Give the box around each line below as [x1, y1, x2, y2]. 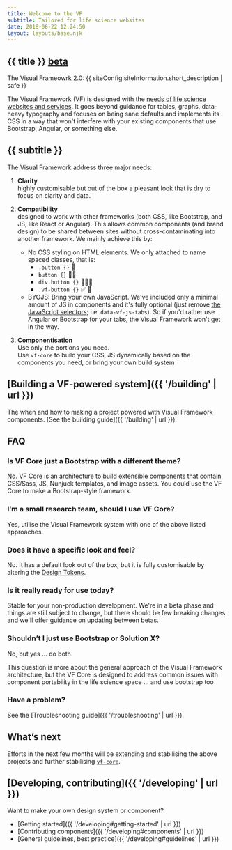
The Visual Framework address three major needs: [7, 163, 152, 171]
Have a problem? [7, 695, 66, 704]
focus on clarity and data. [17, 191, 91, 199]
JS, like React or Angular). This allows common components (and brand [17, 219, 224, 228]
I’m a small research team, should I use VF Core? [7, 504, 175, 514]
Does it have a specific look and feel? [7, 545, 136, 555]
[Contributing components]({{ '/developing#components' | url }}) [17, 827, 204, 836]
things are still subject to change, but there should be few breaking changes [7, 609, 226, 617]
